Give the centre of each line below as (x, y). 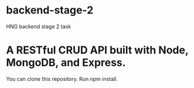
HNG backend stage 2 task (39, 26)
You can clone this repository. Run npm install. (62, 79)
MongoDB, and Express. (66, 63)
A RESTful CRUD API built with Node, (97, 50)
